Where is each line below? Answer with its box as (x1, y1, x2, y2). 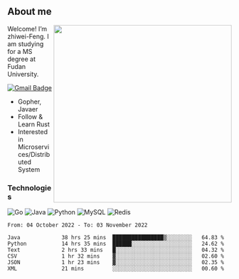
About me (7, 6, 52, 18)
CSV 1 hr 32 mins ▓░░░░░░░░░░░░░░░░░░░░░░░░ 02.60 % (7, 253, 224, 260)
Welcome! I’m (7, 24, 48, 33)
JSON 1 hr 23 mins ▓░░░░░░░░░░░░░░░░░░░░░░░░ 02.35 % (7, 259, 224, 266)
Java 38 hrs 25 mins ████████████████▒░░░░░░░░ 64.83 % (7, 234, 224, 241)
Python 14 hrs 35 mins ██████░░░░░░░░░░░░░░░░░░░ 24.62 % (7, 241, 224, 248)
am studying (7, 39, 44, 48)
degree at (7, 55, 36, 63)
